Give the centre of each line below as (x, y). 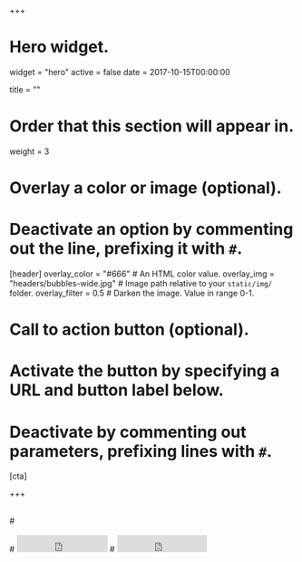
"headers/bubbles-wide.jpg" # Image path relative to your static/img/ (141, 283)
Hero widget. (59, 47)
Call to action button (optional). (129, 329)
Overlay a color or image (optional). (146, 188)
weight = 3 (29, 151)
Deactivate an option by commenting (151, 230)
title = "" (25, 89)
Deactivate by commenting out (128, 432)
